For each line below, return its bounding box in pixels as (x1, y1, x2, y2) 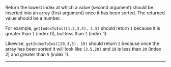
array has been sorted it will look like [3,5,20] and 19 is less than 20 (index (5, 46, 161, 52)
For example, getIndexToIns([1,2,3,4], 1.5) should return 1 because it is (5, 25, 160, 31)
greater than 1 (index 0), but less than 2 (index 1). (5, 31, 108, 36)
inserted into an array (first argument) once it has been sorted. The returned (5, 10, 165, 16)
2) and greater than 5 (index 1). (5, 51, 70, 57)
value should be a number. (5, 15, 61, 21)
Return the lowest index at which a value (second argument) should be (5, 5, 154, 10)
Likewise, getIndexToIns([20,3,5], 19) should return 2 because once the (5, 40, 159, 47)
